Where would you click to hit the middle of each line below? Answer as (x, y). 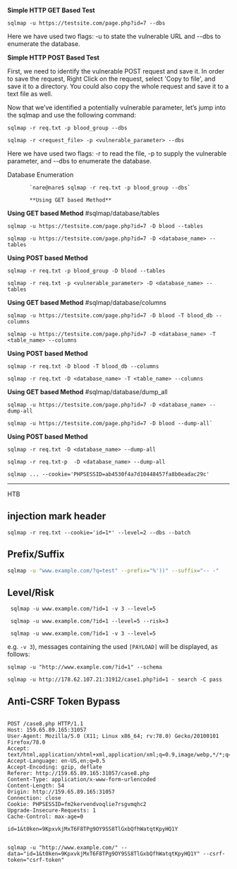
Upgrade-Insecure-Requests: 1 (52, 811)
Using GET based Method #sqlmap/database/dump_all (87, 392)
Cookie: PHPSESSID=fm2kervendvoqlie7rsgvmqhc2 (77, 805)
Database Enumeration (41, 175)
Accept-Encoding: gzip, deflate (55, 767)
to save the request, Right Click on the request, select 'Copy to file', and (111, 79)
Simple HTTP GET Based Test (51, 10)
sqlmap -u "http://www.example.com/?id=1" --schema (85, 667)
